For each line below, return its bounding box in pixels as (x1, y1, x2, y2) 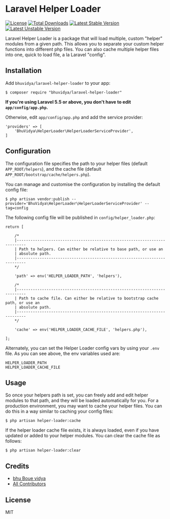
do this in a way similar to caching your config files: (5, 408, 113, 414)
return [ (5, 224, 24, 229)
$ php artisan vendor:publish (5, 196, 70, 202)
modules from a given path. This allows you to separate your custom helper (5, 40, 164, 46)
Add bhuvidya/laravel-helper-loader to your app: (5, 80, 111, 86)
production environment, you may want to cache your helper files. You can (5, 403, 162, 409)
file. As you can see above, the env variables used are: (5, 350, 120, 357)
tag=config (5, 205, 29, 210)
